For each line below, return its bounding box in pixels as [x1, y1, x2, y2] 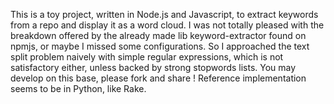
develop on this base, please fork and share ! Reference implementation [10, 72, 307, 84]
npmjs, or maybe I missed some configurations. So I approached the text [10, 40, 310, 52]
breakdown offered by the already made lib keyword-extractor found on [10, 30, 307, 41]
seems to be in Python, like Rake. [10, 83, 147, 94]
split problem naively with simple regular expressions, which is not [10, 51, 284, 63]
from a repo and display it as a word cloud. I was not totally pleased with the [10, 19, 325, 31]
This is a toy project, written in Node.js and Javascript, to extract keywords [10, 9, 319, 20]
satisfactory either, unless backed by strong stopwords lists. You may [10, 62, 297, 73]
